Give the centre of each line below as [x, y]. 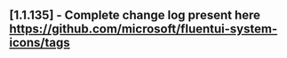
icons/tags [40, 43]
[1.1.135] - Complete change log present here [135, 15]
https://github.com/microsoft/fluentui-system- [143, 29]
